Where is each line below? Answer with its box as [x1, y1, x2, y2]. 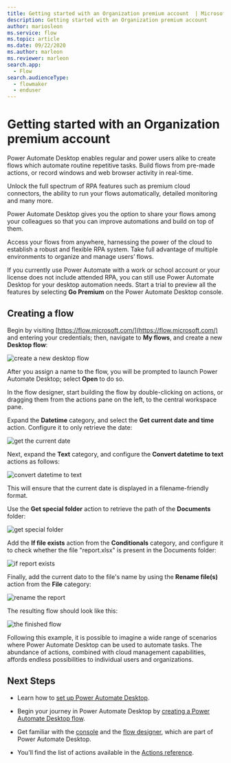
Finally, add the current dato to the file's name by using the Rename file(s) [7, 572, 218, 581]
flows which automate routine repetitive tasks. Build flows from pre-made [7, 161, 215, 169]
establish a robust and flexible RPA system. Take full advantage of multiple [7, 245, 219, 253]
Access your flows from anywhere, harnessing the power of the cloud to [7, 238, 212, 247]
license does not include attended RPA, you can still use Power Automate [7, 273, 214, 282]
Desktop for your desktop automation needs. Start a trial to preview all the [7, 280, 217, 289]
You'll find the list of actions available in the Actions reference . [16, 748, 195, 756]
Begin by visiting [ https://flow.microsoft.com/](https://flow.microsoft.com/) [7, 326, 219, 334]
